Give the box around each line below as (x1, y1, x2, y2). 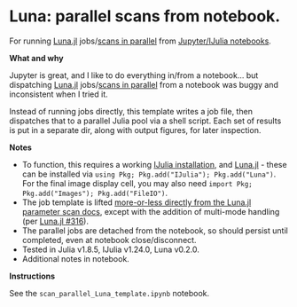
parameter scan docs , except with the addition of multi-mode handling (21, 206, 280, 216)
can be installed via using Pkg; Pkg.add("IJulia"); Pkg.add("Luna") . (21, 169, 277, 179)
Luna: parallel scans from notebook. (9, 6, 281, 27)
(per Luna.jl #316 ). (21, 216, 89, 226)
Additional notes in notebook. (21, 253, 130, 264)
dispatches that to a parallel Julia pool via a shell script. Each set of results (9, 115, 282, 126)
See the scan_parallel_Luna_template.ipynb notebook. (9, 287, 210, 298)
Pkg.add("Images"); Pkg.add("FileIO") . (21, 187, 168, 198)
